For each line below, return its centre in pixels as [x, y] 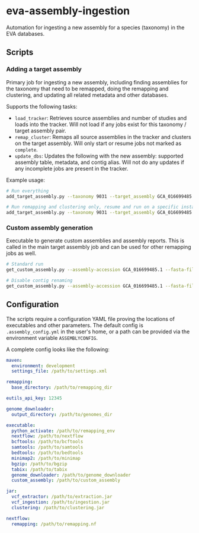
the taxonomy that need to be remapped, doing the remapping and [87, 89]
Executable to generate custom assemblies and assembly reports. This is [95, 241]
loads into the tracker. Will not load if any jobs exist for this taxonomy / [100, 124]
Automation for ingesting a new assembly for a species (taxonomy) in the [95, 27]
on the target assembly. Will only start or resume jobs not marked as [98, 143]
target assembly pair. [40, 130]
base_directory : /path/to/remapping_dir [62, 387]
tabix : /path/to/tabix [39, 469]
